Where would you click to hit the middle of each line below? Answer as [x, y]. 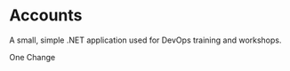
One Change [32, 57]
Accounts [46, 16]
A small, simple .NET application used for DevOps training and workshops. [145, 40]
